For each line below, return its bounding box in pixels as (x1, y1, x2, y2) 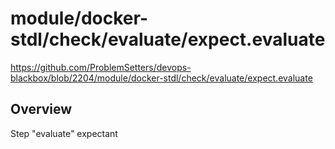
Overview (10, 101, 73, 118)
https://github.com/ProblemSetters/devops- (10, 61, 192, 73)
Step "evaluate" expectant (10, 127, 118, 139)
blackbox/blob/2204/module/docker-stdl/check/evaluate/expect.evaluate (10, 72, 313, 84)
